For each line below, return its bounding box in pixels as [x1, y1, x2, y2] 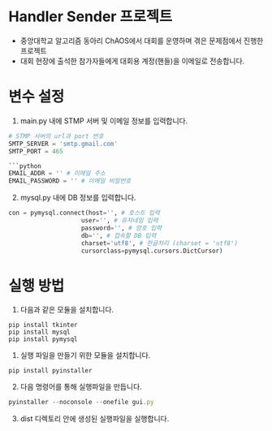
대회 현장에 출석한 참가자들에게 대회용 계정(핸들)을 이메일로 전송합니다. [19, 56, 245, 66]
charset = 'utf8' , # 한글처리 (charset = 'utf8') [80, 239, 238, 248]
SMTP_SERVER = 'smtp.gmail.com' [8, 140, 118, 148]
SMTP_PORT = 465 [8, 147, 63, 155]
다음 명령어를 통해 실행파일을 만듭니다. [19, 382, 142, 392]
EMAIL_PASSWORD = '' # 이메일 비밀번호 [8, 177, 132, 185]
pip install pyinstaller [8, 367, 93, 375]
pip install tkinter [8, 321, 79, 330]
